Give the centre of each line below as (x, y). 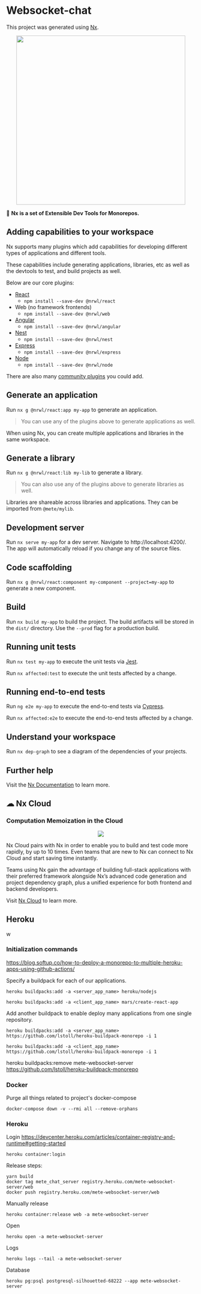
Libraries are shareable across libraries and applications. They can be (92, 502)
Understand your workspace (61, 737)
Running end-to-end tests (56, 692)
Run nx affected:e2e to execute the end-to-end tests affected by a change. (100, 718)
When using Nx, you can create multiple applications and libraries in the (95, 433)
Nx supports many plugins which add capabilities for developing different (97, 247)
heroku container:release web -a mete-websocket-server (77, 1215)
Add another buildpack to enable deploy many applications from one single (99, 1013)
